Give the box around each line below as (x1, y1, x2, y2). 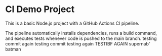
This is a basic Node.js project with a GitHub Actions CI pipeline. (5, 20, 139, 26)
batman (5, 46, 21, 52)
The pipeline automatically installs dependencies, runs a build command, (5, 30, 157, 36)
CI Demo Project (5, 4, 75, 15)
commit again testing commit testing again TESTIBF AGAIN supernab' (5, 40, 150, 46)
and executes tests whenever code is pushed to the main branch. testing (5, 35, 157, 41)
